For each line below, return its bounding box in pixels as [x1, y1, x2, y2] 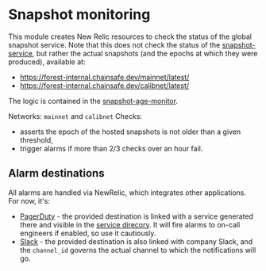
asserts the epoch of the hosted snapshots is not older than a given [19, 127, 241, 136]
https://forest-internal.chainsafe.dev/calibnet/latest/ [19, 81, 190, 90]
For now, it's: [8, 196, 50, 205]
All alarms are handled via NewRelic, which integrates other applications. [8, 188, 247, 197]
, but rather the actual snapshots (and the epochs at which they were [32, 48, 258, 58]
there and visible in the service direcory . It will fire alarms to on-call [19, 219, 241, 229]
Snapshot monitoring [8, 6, 151, 24]
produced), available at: [8, 57, 86, 67]
